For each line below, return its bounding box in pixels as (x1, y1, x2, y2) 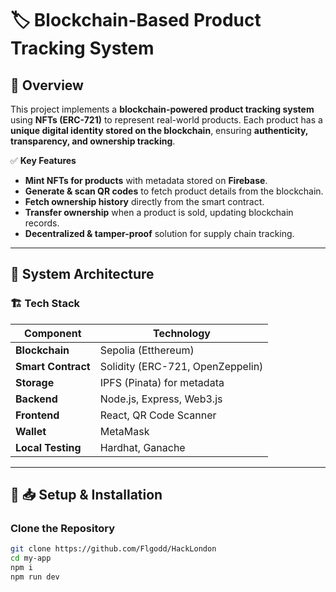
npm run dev (10, 572, 60, 582)
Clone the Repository (10, 522, 116, 535)
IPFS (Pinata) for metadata (99, 375, 225, 389)
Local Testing (15, 440, 82, 454)
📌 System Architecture (10, 266, 155, 283)
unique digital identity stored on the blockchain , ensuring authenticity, (10, 125, 309, 136)
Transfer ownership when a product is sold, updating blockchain (24, 207, 294, 218)
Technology (153, 326, 211, 340)
